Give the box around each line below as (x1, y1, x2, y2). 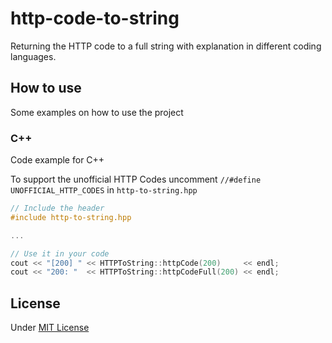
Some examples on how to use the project (10, 106, 184, 118)
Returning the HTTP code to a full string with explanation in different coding (10, 40, 322, 52)
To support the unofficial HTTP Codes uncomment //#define (10, 173, 262, 186)
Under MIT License (10, 322, 90, 334)
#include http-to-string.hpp (10, 212, 132, 222)
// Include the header (10, 203, 105, 214)
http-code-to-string (10, 7, 180, 30)
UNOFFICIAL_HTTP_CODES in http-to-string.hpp (10, 184, 198, 196)
